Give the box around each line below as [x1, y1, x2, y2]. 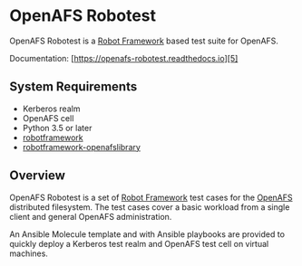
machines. [9, 248, 48, 259]
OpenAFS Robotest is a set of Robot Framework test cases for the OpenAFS [9, 192, 293, 203]
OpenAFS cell [22, 112, 74, 123]
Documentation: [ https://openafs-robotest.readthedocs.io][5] [9, 52, 239, 63]
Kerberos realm [22, 103, 81, 114]
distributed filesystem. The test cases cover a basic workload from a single [9, 201, 290, 213]
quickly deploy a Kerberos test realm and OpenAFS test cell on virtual [9, 238, 269, 249]
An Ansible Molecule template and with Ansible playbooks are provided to [9, 228, 286, 240]
